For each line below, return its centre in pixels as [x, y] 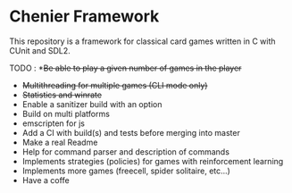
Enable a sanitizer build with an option [92, 104]
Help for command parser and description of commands [126, 151]
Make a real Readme [60, 142]
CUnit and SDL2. [40, 50]
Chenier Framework [84, 17]
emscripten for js [53, 123]
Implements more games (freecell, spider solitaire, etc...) [126, 171]
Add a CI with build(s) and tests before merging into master [131, 132]
